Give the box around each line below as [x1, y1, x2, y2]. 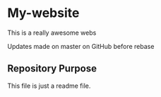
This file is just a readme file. [7, 81, 91, 90]
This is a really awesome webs [7, 28, 97, 37]
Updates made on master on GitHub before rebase [7, 42, 155, 50]
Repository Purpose [7, 62, 97, 75]
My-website [7, 5, 80, 21]
